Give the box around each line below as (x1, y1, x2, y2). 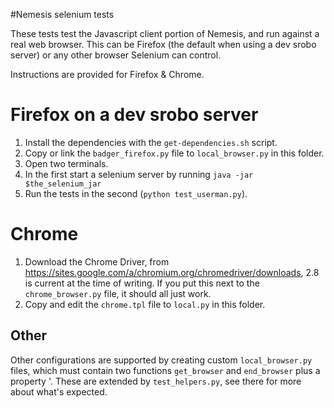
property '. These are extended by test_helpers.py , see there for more (10, 375, 302, 387)
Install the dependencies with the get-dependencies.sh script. (24, 136, 278, 148)
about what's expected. (10, 385, 108, 398)
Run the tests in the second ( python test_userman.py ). (24, 187, 248, 199)
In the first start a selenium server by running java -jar (24, 168, 254, 180)
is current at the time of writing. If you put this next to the (24, 277, 260, 289)
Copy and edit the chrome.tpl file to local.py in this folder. (24, 298, 266, 310)
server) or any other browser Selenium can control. (10, 49, 222, 61)
